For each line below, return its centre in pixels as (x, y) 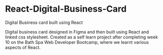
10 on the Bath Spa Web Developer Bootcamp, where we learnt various (77, 42)
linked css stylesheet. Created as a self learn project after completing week (82, 37)
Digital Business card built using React (44, 22)
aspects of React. (23, 47)
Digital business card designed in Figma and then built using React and (77, 32)
